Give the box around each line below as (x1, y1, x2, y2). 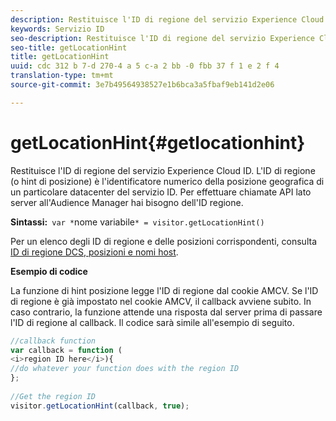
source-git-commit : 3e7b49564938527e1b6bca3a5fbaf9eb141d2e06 (10, 80, 275, 90)
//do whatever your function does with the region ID (10, 364, 240, 374)
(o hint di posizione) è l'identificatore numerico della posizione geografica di (10, 175, 325, 187)
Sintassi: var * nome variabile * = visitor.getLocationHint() (10, 216, 265, 228)
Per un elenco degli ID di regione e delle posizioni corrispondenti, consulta (10, 235, 317, 247)
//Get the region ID (10, 391, 97, 401)
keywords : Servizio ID (10, 24, 105, 34)
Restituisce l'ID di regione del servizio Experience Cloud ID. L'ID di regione (10, 164, 316, 176)
